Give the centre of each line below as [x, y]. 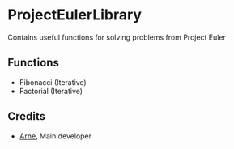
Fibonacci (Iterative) [53, 82]
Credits [27, 116]
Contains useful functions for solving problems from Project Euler [117, 37]
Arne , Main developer [55, 136]
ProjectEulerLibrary [75, 15]
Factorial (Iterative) [51, 91]
